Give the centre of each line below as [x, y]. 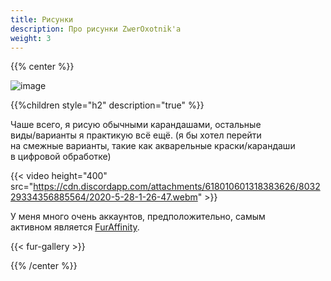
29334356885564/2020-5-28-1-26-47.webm [104, 197]
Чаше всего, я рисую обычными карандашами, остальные [136, 125]
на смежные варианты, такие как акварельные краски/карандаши [153, 146]
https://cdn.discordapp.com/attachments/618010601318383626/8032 [177, 187]
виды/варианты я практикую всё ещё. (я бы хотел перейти [136, 135]
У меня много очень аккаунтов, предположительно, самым [138, 217]
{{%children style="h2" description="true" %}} [107, 105]
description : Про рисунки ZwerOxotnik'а [96, 29]
